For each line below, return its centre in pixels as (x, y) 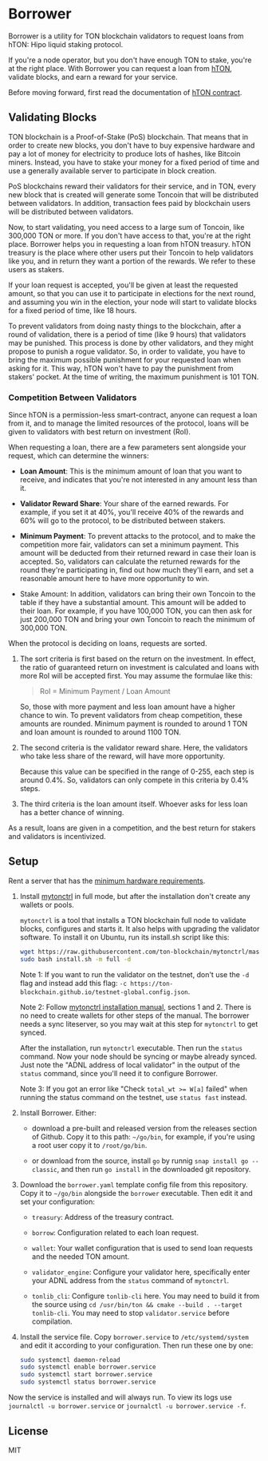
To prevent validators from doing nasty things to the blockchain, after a (125, 326)
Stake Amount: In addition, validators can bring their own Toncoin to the (138, 594)
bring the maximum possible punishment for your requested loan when (125, 359)
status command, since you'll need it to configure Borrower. (118, 1073)
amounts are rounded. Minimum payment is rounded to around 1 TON (134, 724)
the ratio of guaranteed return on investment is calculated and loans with (139, 667)
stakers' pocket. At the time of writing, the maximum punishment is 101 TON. (134, 377)
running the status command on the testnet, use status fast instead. (133, 1097)
